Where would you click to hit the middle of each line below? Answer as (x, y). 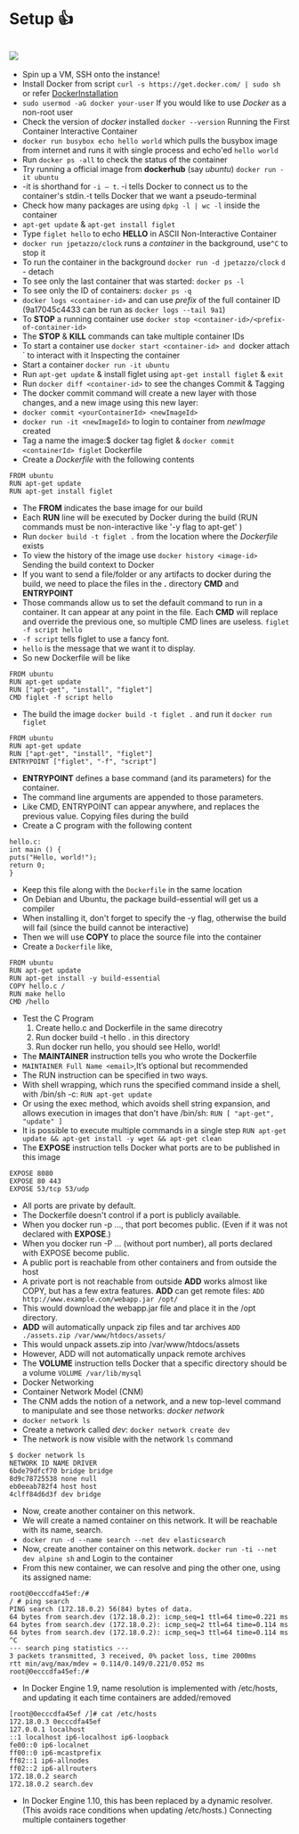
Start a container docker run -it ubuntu (96, 365)
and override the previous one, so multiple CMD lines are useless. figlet (156, 621)
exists (33, 546)
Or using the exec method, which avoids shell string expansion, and (146, 1103)
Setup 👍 (41, 19)
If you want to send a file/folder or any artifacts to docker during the (146, 574)
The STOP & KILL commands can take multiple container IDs (133, 336)
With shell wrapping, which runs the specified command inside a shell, (151, 1085)
